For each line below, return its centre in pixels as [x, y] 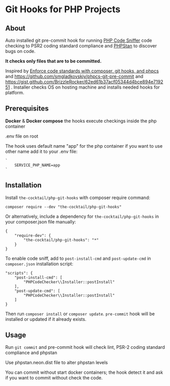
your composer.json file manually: [41, 222]
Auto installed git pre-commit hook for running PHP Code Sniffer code [79, 40]
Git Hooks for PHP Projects [63, 9]
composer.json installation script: [39, 264]
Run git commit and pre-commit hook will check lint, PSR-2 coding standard [85, 347]
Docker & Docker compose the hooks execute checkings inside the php [81, 121]
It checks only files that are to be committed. [53, 61]
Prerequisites [27, 109]
